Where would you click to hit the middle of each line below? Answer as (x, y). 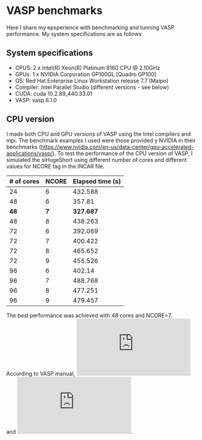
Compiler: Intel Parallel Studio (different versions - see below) (92, 87)
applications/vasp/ (29, 153)
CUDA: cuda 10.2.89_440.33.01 (54, 93)
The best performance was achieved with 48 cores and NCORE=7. (89, 315)
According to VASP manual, (41, 373)
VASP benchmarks (55, 11)
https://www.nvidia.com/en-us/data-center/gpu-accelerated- (117, 147)
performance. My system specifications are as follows (74, 33)
